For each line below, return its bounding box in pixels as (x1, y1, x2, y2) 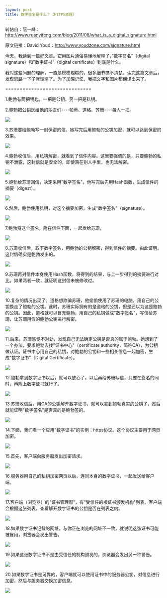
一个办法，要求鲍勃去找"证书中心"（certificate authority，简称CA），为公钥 (5, 342, 158, 348)
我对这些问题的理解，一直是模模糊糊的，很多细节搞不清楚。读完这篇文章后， (5, 69, 162, 75)
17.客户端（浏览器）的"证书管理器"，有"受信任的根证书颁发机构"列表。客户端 (5, 499, 162, 505)
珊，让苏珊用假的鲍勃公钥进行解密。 (5, 316, 80, 322)
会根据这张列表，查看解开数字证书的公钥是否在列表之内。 (5, 505, 123, 511)
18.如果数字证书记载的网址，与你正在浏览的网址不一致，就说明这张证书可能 (5, 525, 159, 531)
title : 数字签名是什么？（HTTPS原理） (5, 12, 77, 17)
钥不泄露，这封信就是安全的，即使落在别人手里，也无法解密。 (5, 159, 132, 165)
